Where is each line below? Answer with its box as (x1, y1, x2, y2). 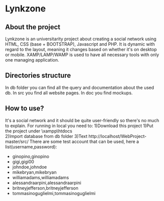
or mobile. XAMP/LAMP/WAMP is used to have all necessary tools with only (5, 52, 160, 58)
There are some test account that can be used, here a (29, 138, 139, 144)
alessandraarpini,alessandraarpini (12, 180, 82, 186)
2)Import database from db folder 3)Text (5, 133, 88, 139)
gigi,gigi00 (12, 158, 35, 164)
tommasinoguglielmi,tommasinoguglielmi (12, 190, 96, 196)
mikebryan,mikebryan (12, 169, 57, 175)
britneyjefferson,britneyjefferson (12, 185, 79, 191)
